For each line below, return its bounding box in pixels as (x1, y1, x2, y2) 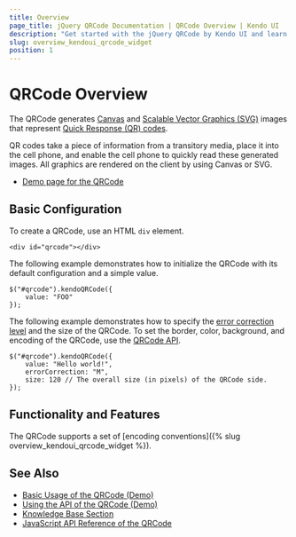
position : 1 (9, 46, 53, 55)
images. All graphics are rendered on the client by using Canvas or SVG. (9, 159, 273, 170)
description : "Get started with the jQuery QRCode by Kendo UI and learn (9, 29, 288, 38)
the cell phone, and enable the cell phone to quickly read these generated (9, 150, 279, 161)
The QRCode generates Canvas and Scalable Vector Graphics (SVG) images (9, 114, 288, 124)
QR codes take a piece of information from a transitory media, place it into (9, 140, 279, 151)
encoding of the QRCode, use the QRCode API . (9, 335, 182, 345)
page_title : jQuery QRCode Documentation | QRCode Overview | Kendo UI (9, 21, 279, 30)
